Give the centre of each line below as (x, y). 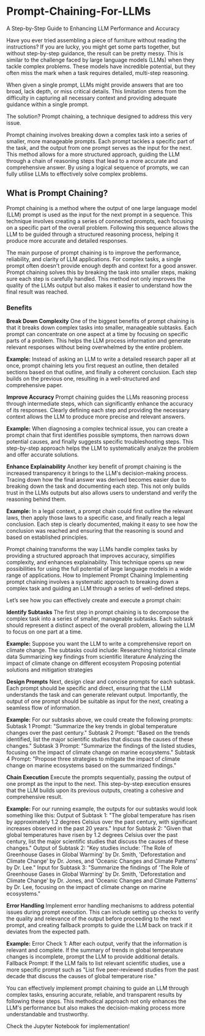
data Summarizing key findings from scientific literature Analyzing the (94, 657)
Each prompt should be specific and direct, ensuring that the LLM (89, 688)
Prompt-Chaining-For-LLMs (79, 11)
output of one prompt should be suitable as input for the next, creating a (97, 701)
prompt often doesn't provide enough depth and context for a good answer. (102, 265)
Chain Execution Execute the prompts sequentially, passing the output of (99, 777)
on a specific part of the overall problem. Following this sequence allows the (102, 227)
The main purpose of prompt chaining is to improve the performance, (94, 253)
